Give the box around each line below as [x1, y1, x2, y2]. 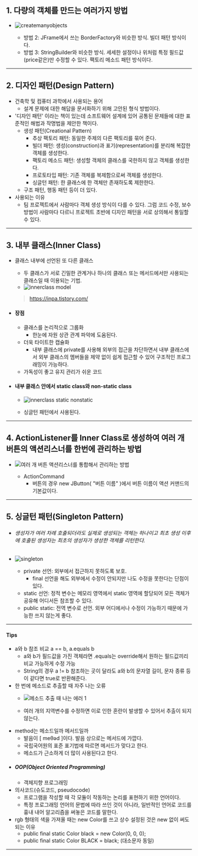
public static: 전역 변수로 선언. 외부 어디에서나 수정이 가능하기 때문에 [23, 605, 182, 612]
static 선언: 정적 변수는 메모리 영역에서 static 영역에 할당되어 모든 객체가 [23, 590, 190, 597]
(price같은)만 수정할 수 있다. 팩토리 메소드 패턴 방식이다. [23, 56, 153, 63]
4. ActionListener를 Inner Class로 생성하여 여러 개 [6, 433, 184, 443]
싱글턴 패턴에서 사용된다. [23, 408, 81, 415]
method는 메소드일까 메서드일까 [14, 727, 89, 735]
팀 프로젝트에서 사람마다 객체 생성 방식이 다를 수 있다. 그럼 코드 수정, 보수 [23, 201, 192, 208]
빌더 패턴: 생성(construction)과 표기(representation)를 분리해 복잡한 [32, 141, 191, 149]
